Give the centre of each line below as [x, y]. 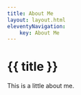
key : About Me [39, 33]
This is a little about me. [41, 86]
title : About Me [30, 13]
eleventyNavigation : [37, 26]
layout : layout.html [37, 20]
